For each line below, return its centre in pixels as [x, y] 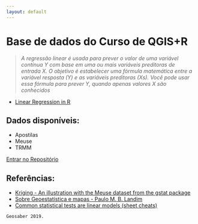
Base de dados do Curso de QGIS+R [97, 41]
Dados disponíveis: [43, 120]
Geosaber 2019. [25, 217]
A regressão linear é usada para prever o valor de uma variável [100, 58]
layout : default [26, 12]
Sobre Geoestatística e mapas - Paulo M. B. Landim [79, 199]
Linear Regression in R [43, 101]
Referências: [31, 178]
